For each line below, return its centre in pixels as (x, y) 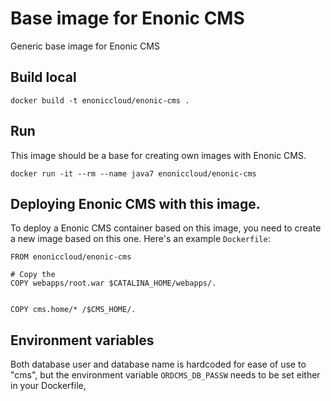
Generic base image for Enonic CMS (85, 46)
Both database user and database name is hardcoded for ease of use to (158, 364)
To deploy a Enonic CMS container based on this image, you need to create (166, 228)
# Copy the (33, 275)
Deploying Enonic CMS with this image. (135, 203)
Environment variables (82, 340)
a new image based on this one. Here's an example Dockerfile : (140, 239)
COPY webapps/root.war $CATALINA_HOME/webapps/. (113, 283)
